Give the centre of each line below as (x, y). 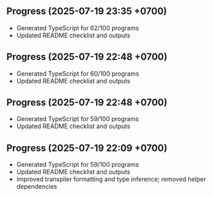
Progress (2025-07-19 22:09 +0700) (87, 148)
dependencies (37, 187)
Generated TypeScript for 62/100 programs (78, 28)
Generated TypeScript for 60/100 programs (78, 73)
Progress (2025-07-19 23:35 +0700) (87, 11)
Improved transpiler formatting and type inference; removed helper (111, 179)
